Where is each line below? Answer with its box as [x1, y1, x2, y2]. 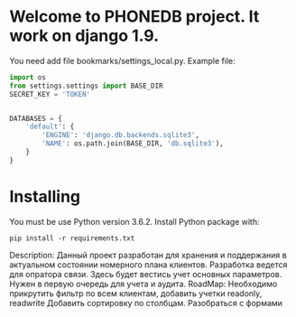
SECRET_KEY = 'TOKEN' [9, 89, 91, 98]
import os [9, 72, 47, 82]
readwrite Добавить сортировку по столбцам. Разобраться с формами [9, 297, 282, 308]
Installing [9, 187, 81, 207]
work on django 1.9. [9, 25, 160, 46]
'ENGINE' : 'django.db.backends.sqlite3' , [42, 131, 200, 140]
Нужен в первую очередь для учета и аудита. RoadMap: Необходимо [9, 278, 278, 289]
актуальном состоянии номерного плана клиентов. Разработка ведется [9, 259, 288, 270]
